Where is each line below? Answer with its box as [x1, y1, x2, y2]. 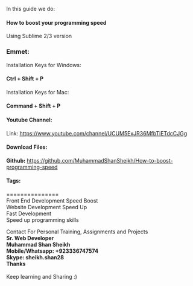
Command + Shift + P [6, 102, 61, 109]
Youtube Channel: [6, 116, 52, 123]
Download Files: [6, 143, 48, 151]
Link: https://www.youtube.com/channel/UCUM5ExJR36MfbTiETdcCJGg [6, 129, 188, 137]
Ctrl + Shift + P [6, 75, 44, 82]
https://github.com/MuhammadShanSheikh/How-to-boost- [27, 157, 173, 164]
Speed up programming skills [6, 216, 80, 223]
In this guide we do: [6, 5, 55, 12]
